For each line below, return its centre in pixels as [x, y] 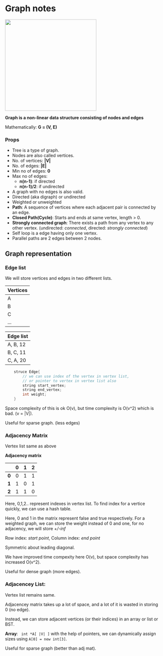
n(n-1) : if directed [37, 181]
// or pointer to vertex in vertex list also [70, 381]
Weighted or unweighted [37, 202]
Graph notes [30, 9]
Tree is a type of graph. [36, 150]
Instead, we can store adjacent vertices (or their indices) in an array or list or [81, 619]
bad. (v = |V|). [19, 414]
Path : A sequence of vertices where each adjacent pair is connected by [84, 207]
